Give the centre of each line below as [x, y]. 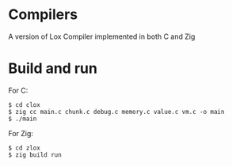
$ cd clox [25, 104]
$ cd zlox [25, 148]
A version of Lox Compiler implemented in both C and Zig [102, 36]
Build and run [53, 68]
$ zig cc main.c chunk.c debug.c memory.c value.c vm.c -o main [116, 112]
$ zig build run [35, 155]
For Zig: [21, 133]
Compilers [43, 15]
